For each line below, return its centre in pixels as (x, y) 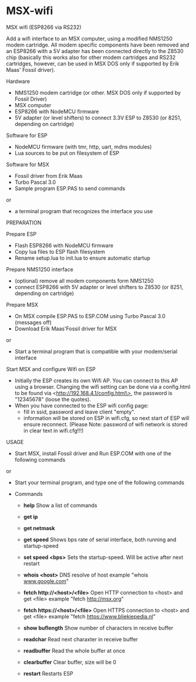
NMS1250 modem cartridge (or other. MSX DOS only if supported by (98, 92)
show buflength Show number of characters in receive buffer (98, 628)
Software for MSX (28, 164)
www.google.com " (46, 581)
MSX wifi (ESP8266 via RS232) (44, 27)
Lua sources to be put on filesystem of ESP (67, 153)
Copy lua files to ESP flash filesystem (60, 251)
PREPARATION (24, 223)
